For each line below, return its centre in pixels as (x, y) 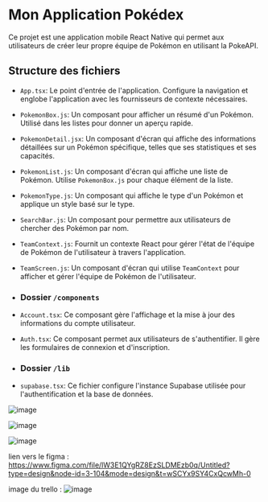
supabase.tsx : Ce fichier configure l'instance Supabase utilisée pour (133, 386)
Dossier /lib (45, 368)
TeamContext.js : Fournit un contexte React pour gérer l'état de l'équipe (137, 244)
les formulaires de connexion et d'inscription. (95, 348)
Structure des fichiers (64, 71)
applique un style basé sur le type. (77, 204)
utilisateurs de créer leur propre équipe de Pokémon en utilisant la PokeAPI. (134, 45)
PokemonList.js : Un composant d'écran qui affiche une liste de (124, 171)
